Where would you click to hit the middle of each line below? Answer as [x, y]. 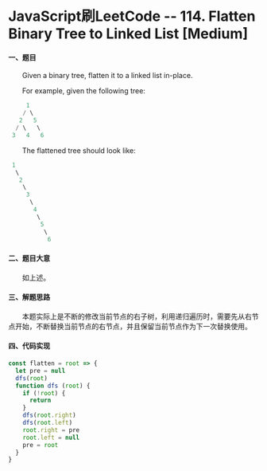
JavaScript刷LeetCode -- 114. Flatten [132, 16]
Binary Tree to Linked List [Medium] [128, 34]
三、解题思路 [29, 297]
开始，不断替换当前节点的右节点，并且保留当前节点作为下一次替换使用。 [133, 326]
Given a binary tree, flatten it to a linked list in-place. [108, 76]
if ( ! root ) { [44, 393]
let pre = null [41, 371]
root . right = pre [51, 430]
